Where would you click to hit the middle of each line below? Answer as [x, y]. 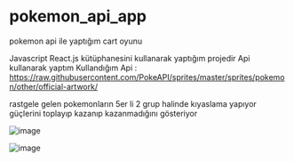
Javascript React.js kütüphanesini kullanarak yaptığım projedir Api [130, 58]
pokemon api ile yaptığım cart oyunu [76, 41]
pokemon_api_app [78, 16]
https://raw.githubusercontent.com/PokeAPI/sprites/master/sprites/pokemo [147, 77]
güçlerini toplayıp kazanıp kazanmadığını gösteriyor [103, 113]
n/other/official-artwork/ [54, 86]
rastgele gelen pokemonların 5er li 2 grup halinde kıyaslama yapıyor [133, 103]
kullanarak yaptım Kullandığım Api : [73, 68]
